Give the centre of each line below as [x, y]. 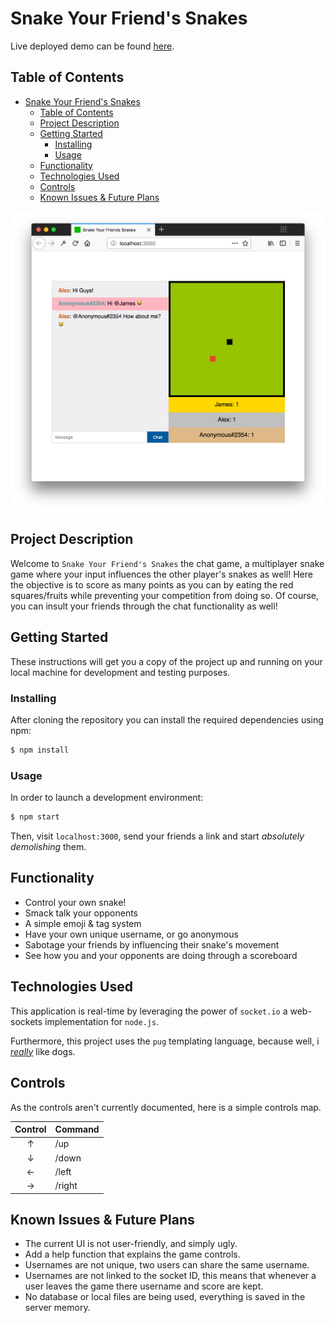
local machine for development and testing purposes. [120, 672]
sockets [26, 1021]
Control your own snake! [75, 902]
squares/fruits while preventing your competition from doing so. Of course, [165, 595]
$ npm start [35, 817]
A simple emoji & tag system [83, 923]
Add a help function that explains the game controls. [132, 1254]
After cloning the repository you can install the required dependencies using [167, 720]
